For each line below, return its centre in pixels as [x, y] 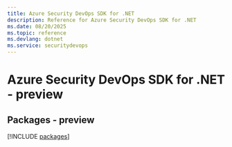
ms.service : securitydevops [48, 46]
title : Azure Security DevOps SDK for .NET [71, 13]
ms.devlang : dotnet [35, 39]
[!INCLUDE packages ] [38, 136]
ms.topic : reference [37, 33]
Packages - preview [51, 120]
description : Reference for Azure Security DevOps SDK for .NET [102, 20]
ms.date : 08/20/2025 [37, 26]
